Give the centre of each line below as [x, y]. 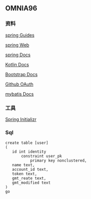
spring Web [17, 45]
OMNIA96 [21, 8]
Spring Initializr [21, 119]
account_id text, [30, 170]
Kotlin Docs [17, 64]
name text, [24, 165]
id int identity [29, 152]
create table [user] [27, 143]
